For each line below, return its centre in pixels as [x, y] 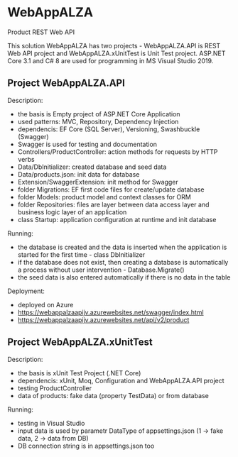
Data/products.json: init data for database [79, 174]
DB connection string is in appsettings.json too [86, 446]
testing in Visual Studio [51, 423]
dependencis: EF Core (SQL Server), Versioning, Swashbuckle [109, 129]
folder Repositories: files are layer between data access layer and [113, 204]
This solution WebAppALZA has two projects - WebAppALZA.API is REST [114, 45]
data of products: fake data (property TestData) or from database [113, 395]
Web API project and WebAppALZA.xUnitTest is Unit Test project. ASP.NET [117, 53]
